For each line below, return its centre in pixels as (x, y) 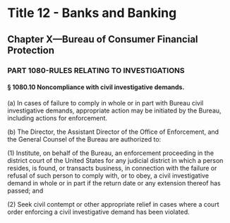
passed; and (25, 190)
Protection (31, 50)
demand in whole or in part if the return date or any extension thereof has (114, 183)
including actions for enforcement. (57, 118)
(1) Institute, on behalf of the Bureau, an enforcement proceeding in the (110, 153)
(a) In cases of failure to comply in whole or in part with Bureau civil (105, 103)
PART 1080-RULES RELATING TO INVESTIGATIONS (96, 70)
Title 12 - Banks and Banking (92, 13)
